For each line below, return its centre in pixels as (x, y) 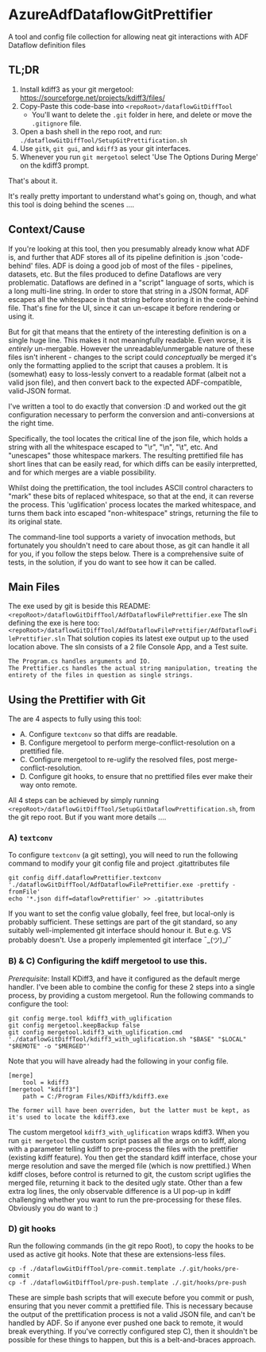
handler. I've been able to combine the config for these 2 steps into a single (132, 986)
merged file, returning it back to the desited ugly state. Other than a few (125, 1183)
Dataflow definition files (47, 45)
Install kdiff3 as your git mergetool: (77, 89)
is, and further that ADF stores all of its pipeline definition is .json (114, 257)
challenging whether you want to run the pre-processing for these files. (125, 1199)
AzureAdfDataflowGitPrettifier (110, 15)
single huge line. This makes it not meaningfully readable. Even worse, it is (130, 340)
